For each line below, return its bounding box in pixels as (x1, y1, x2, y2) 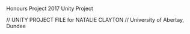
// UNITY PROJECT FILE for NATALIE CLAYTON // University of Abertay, (6, 16, 185, 23)
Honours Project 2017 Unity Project (6, 5, 93, 12)
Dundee (6, 23, 26, 29)
